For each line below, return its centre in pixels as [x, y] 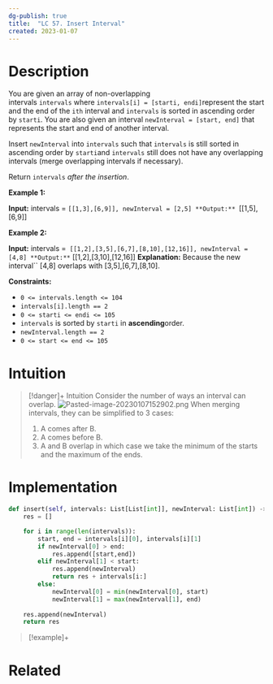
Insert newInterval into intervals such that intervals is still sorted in [124, 144]
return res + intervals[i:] [100, 577]
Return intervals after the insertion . [69, 177]
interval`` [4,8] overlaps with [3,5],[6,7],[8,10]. [84, 266]
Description [49, 71]
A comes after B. [68, 429]
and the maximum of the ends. [91, 455]
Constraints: [30, 282]
